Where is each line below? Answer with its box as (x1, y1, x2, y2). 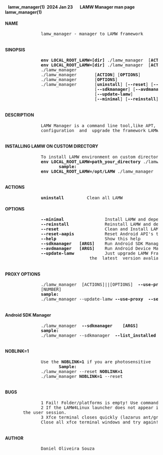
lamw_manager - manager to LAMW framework (41, 31, 144, 37)
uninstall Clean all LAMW (41, 195, 123, 201)
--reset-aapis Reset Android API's (41, 231, 154, 237)
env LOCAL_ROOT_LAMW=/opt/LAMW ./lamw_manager (41, 168, 154, 174)
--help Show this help (41, 236, 141, 242)
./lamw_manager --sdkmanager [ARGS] (41, 323, 138, 328)
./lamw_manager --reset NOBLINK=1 (41, 369, 123, 374)
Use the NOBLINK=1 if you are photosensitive (41, 359, 151, 364)
